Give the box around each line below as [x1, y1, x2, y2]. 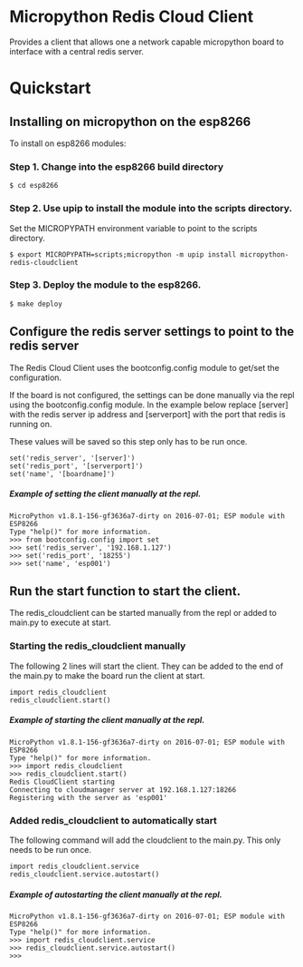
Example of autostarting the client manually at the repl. [9, 889, 223, 900]
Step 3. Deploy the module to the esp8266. [9, 278, 202, 291]
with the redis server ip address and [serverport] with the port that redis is [9, 408, 287, 419]
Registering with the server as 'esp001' [9, 793, 168, 802]
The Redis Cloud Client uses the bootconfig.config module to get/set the [9, 362, 280, 373]
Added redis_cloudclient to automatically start [9, 814, 217, 826]
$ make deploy [9, 299, 63, 308]
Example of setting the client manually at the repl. [9, 488, 202, 500]
